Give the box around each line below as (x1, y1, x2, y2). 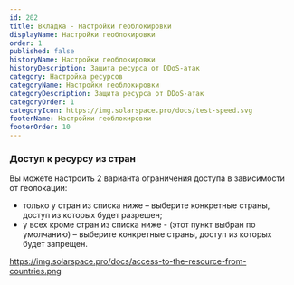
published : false (9, 47, 75, 56)
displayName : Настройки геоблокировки (9, 30, 156, 39)
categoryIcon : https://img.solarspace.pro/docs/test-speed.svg (9, 106, 253, 115)
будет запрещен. (22, 239, 89, 250)
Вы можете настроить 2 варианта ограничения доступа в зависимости (9, 173, 285, 184)
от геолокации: (9, 183, 68, 194)
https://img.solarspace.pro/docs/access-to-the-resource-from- (9, 256, 247, 267)
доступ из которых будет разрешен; (22, 210, 163, 221)
